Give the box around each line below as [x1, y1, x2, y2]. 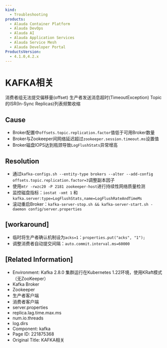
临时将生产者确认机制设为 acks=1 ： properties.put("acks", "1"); [12, 234, 146, 240]
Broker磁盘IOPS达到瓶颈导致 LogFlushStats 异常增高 [12, 142, 118, 148]
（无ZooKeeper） [12, 275, 49, 281]
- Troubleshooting [9, 12, 48, 17]
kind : [5, 7, 16, 13]
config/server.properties [28, 206, 82, 212]
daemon [12, 206, 26, 212]
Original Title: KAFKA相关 [12, 336, 65, 343]
